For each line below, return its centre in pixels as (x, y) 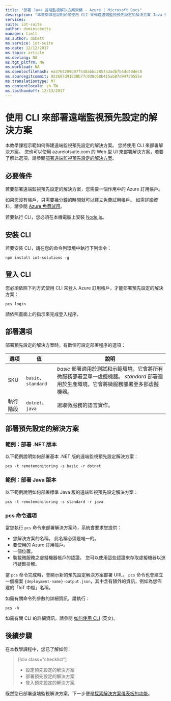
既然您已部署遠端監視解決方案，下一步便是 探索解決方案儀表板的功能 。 (79, 693)
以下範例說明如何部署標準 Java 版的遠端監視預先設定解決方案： (72, 492)
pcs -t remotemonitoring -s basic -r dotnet (53, 466)
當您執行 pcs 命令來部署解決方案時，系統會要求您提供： (64, 527)
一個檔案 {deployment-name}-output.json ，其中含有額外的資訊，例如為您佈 (83, 581)
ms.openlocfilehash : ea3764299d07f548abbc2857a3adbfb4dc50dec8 (74, 72)
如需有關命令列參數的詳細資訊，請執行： (48, 598)
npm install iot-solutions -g (37, 258)
